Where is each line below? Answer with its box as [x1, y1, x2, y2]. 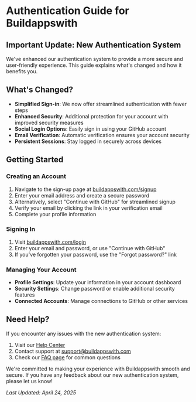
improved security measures [14, 119, 84, 126]
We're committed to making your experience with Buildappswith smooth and [6, 365, 190, 372]
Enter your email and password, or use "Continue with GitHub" [14, 244, 166, 251]
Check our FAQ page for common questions [14, 353, 121, 361]
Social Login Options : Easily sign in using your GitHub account [14, 125, 167, 132]
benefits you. [6, 68, 38, 74]
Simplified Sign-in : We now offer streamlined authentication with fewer [14, 100, 187, 107]
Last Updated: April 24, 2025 [6, 389, 77, 396]
